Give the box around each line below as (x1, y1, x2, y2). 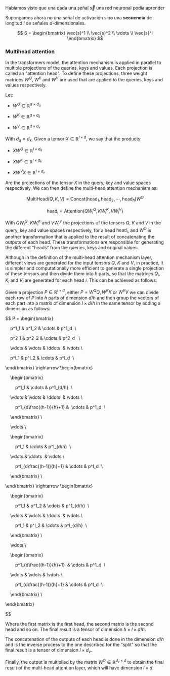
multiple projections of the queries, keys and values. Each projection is (5, 65, 153, 71)
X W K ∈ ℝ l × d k (12, 158, 42, 165)
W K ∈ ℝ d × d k (12, 112, 40, 120)
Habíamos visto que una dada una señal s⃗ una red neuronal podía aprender (5, 5, 165, 11)
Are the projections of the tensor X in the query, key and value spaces (5, 180, 151, 186)
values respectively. (5, 82, 47, 88)
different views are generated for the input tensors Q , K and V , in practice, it (5, 260, 163, 266)
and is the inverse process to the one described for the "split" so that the (5, 641, 157, 648)
